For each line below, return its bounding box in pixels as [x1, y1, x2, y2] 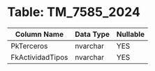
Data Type [75, 29, 110, 39]
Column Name [15, 29, 64, 39]
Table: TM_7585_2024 [7, 4, 141, 20]
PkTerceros [10, 41, 48, 51]
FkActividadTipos [10, 52, 68, 62]
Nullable [116, 29, 145, 39]
